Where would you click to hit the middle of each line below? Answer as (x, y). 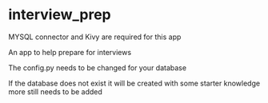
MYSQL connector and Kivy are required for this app (95, 37)
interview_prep (60, 15)
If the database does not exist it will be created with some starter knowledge (134, 83)
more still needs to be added (55, 91)
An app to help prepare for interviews (70, 52)
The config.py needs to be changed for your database (97, 67)
